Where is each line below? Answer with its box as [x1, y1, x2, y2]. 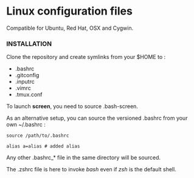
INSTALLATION [6, 39, 52, 48]
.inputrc [15, 78, 35, 86]
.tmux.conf [15, 91, 43, 98]
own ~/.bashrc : [6, 121, 46, 128]
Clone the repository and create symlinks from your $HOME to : [6, 53, 166, 61]
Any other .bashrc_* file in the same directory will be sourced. [6, 154, 161, 162]
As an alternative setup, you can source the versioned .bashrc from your [6, 114, 188, 122]
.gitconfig [15, 72, 40, 79]
